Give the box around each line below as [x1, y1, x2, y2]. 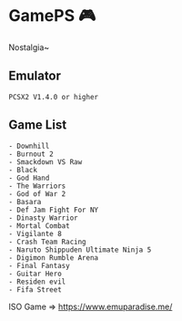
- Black [8, 165, 38, 174]
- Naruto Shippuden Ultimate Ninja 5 [8, 245, 152, 254]
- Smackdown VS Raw [8, 157, 83, 167]
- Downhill [8, 141, 50, 150]
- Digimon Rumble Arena [8, 253, 99, 263]
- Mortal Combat [8, 221, 70, 231]
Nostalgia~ [8, 41, 50, 53]
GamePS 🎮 [8, 5, 96, 26]
